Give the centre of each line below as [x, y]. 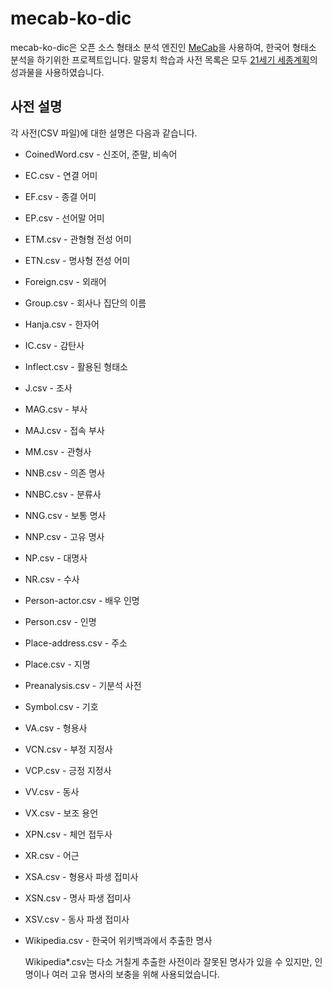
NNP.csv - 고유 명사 [64, 536]
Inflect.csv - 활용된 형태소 [76, 366]
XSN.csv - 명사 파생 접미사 [78, 898]
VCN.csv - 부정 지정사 [68, 749]
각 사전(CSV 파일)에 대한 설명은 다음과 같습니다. [104, 133]
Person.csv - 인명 [60, 621]
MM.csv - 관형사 [58, 451]
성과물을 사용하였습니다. [57, 72]
